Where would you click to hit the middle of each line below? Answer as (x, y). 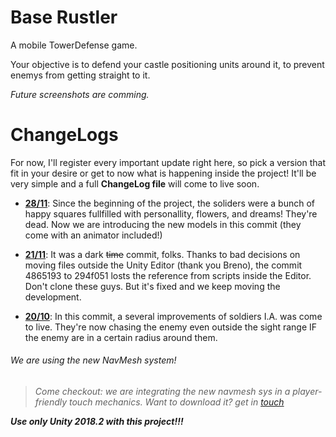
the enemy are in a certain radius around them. (121, 337)
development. (53, 297)
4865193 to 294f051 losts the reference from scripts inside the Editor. (168, 275)
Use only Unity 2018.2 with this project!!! (97, 422)
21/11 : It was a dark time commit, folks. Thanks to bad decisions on (162, 254)
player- (307, 392)
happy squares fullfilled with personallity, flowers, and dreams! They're (171, 213)
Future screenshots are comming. (80, 94)
